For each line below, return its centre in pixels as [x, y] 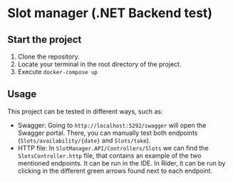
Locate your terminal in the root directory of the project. [99, 64]
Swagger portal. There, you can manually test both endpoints [108, 133]
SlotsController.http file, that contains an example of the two [109, 156]
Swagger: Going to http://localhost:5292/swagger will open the [112, 125]
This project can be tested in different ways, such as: [85, 111]
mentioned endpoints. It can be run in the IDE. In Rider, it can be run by [121, 163]
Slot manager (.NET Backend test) [110, 13]
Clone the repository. [48, 56]
